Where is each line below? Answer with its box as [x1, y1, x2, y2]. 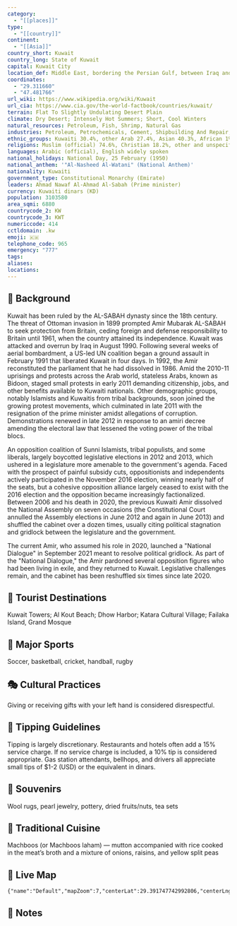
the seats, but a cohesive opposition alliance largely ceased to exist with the [7, 482, 229, 491]
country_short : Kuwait [7, 50, 74, 57]
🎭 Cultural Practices [7, 679, 101, 691]
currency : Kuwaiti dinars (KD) [7, 188, 99, 195]
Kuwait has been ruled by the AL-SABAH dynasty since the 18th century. [7, 311, 218, 320]
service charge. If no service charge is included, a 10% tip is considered [7, 747, 217, 756]
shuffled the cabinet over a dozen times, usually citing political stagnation [7, 520, 221, 528]
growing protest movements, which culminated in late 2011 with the [7, 401, 202, 410]
